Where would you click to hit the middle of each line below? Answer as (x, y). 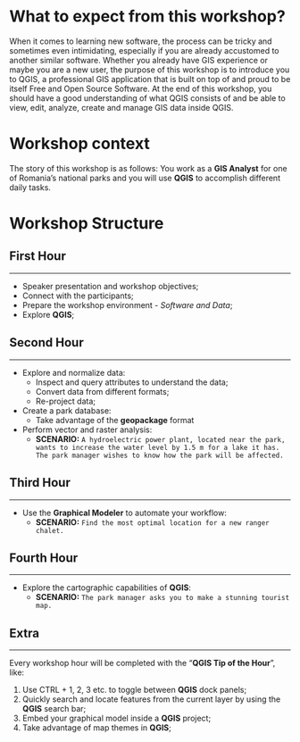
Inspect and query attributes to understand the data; (132, 382)
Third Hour (40, 483)
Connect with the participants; (78, 296)
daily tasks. (30, 187)
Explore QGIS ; (48, 314)
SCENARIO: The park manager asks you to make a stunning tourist (162, 597)
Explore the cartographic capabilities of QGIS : (107, 588)
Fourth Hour (44, 558)
